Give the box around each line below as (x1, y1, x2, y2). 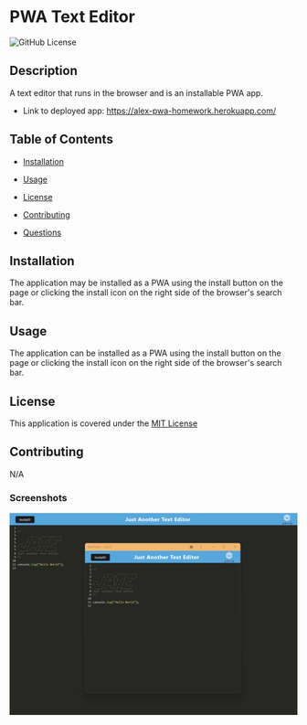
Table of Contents (9, 132, 114, 147)
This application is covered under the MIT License (9, 418, 198, 429)
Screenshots (9, 491, 68, 504)
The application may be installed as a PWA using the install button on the (9, 277, 283, 289)
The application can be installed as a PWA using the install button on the (9, 347, 281, 358)
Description (9, 63, 78, 79)
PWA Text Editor (9, 6, 135, 27)
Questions (22, 227, 62, 238)
